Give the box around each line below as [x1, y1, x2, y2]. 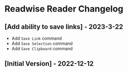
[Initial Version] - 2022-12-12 [4, 59, 94, 68]
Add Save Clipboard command [11, 46, 73, 51]
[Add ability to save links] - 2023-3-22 [4, 23, 123, 31]
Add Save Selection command [11, 41, 73, 46]
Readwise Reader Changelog [4, 3, 124, 14]
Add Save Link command [11, 35, 62, 41]
